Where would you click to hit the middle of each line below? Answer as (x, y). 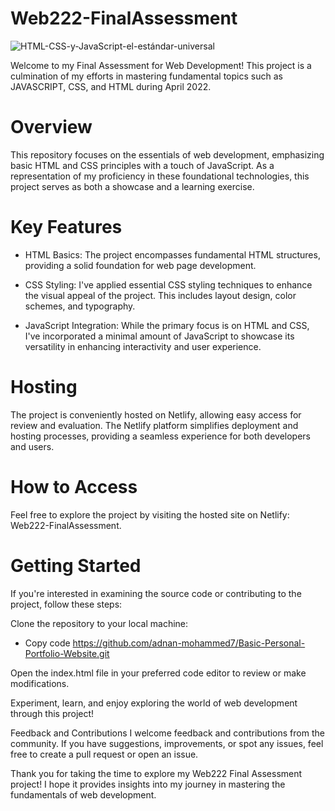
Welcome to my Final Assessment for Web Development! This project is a (161, 65)
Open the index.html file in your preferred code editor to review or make (158, 673)
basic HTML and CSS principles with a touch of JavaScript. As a (142, 165)
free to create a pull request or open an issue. (104, 754)
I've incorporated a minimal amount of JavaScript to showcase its (159, 336)
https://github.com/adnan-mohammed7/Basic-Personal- (189, 643)
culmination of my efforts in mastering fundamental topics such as (146, 76)
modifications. (40, 683)
